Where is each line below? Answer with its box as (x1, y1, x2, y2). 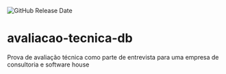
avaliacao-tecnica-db (7, 31, 133, 46)
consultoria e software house (7, 60, 90, 69)
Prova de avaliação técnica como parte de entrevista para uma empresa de (7, 53, 219, 61)
